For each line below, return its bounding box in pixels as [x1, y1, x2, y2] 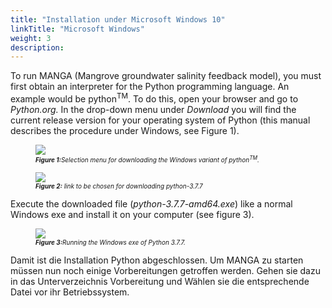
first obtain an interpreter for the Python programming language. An [10, 81, 290, 93]
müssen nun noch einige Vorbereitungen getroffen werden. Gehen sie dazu [10, 265, 321, 277]
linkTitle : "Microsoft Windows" [10, 24, 145, 34]
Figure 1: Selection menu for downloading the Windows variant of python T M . [35, 154, 260, 165]
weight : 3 [10, 33, 52, 43]
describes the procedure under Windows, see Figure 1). [10, 124, 240, 136]
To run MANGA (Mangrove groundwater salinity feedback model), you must [10, 70, 322, 82]
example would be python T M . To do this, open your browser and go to [10, 91, 299, 105]
